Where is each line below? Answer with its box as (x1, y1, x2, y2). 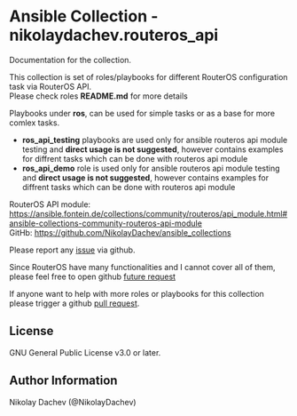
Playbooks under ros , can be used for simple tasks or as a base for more (9, 108, 276, 118)
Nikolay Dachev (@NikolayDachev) (9, 396, 137, 407)
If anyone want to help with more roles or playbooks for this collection (9, 288, 264, 299)
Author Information (9, 373, 118, 388)
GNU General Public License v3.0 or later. (9, 347, 161, 357)
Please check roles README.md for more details (9, 91, 188, 101)
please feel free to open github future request (9, 271, 176, 282)
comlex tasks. (9, 117, 60, 128)
